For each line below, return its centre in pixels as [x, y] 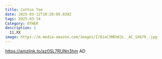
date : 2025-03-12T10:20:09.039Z [38, 14]
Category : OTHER [22, 23]
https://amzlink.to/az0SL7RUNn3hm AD [45, 51]
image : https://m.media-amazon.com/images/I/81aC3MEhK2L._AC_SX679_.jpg [81, 37]
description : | [21, 28]
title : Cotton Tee [24, 10]
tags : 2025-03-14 [23, 19]
